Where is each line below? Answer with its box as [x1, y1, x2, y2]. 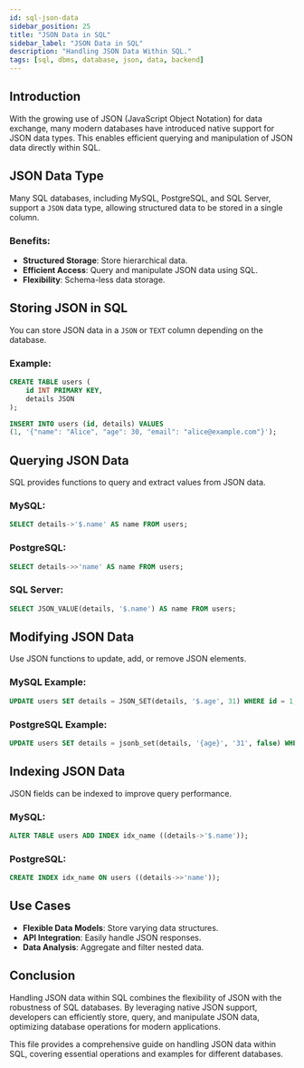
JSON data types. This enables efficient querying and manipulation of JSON [9, 132, 293, 143]
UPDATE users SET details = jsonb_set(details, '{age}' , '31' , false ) [9, 739, 281, 748]
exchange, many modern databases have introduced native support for [9, 122, 275, 133]
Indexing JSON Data [9, 764, 126, 779]
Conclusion [9, 968, 76, 984]
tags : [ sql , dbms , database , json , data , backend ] [9, 55, 204, 64]
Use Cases [9, 898, 71, 914]
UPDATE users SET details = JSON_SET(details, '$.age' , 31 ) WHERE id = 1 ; [9, 696, 298, 706]
